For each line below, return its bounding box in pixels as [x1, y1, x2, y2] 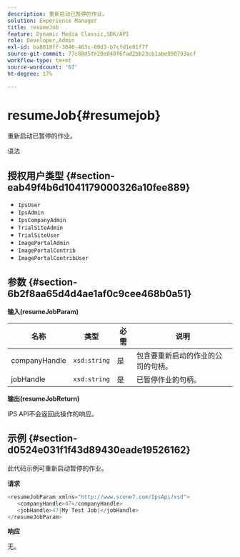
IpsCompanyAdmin [17, 217, 66, 224]
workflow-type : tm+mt [7, 57, 72, 64]
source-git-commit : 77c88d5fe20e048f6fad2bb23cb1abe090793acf [7, 51, 196, 58]
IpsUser [17, 201, 41, 209]
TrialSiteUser [17, 232, 60, 239]
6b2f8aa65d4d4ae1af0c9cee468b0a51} [7, 287, 192, 300]
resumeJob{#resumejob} [7, 107, 161, 124]
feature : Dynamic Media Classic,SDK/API [7, 30, 130, 38]
